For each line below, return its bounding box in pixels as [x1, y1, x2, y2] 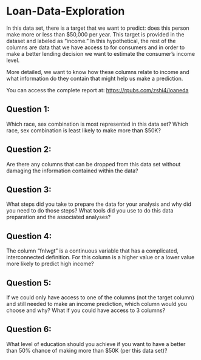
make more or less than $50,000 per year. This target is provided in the [6, 30, 185, 38]
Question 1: [6, 104, 50, 115]
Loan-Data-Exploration [6, 4, 125, 18]
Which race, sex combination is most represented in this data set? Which [6, 120, 189, 127]
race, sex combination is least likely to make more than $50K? [6, 126, 161, 134]
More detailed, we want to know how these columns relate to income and [6, 68, 189, 75]
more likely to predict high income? [6, 260, 94, 268]
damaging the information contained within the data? [6, 167, 138, 174]
